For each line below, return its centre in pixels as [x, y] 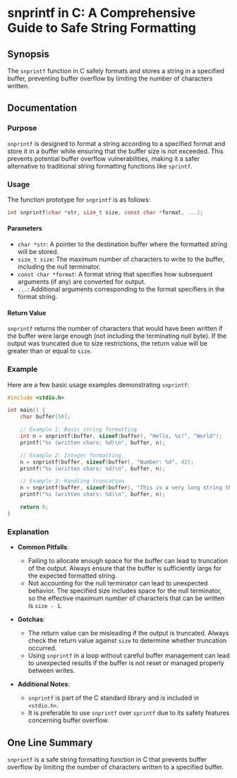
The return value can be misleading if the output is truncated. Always [128, 633]
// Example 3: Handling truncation [72, 481]
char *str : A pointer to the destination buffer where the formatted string [122, 244]
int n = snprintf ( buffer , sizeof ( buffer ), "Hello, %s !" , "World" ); [121, 436]
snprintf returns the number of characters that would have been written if [115, 329]
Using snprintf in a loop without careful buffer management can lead [129, 656]
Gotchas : [31, 619]
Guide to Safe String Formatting [102, 28]
